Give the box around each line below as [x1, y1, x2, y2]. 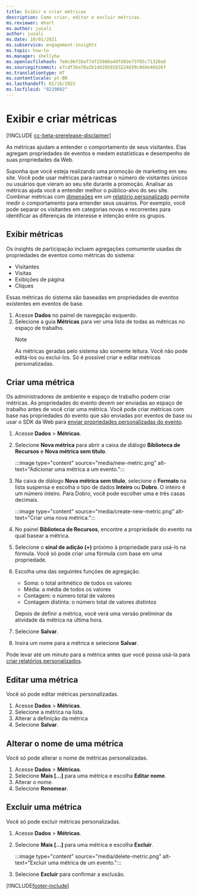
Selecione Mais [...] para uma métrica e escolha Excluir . [14, 841, 153, 848]
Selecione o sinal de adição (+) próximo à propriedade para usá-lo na [14, 544, 186, 551]
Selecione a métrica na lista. [14, 708, 84, 716]
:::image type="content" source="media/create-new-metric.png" [14, 508, 175, 515]
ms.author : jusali [6, 25, 52, 32]
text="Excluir [14, 859, 47, 866]
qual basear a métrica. [14, 532, 70, 539]
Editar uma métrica [6, 675, 78, 685]
